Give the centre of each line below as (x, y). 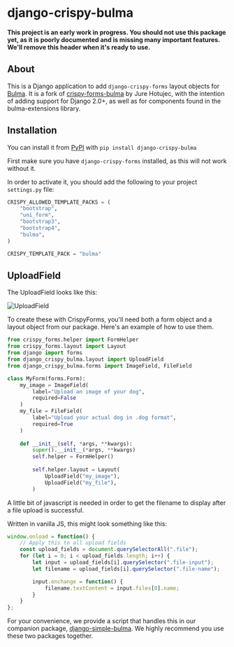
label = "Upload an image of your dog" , (89, 391)
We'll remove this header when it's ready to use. (79, 47)
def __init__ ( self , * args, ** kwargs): (76, 444)
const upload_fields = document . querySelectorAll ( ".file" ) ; (109, 550)
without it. (22, 168)
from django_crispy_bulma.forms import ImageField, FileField (100, 366)
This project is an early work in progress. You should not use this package (117, 32)
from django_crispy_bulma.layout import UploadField (86, 359)
